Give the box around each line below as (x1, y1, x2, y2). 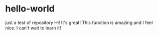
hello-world (5, 3, 55, 14)
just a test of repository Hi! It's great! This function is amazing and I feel (5, 19, 153, 25)
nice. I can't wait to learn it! (5, 24, 61, 30)
